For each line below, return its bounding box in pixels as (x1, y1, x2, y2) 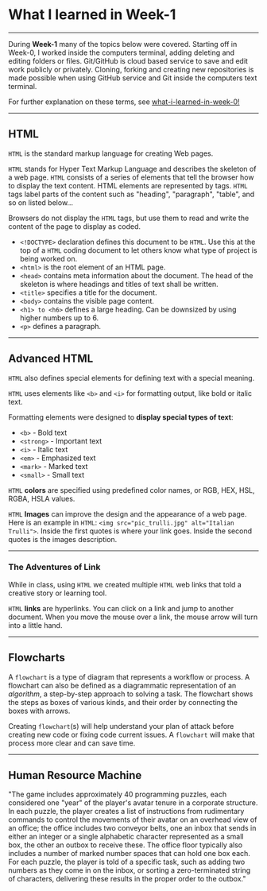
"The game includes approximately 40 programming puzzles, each (8, 789, 227, 800)
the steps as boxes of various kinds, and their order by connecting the (8, 697, 238, 707)
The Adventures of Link (8, 562, 101, 573)
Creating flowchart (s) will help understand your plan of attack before (8, 721, 234, 730)
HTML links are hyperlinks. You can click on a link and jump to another (8, 603, 234, 613)
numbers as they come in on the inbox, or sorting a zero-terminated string (8, 866, 251, 875)
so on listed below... (8, 197, 74, 207)
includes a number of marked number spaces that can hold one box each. (8, 849, 250, 858)
